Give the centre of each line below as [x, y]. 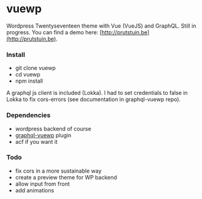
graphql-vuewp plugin [43, 135]
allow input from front [43, 184]
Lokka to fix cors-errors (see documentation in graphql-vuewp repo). [94, 99]
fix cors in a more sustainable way [58, 171]
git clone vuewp [36, 68]
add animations [35, 190]
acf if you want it [36, 141]
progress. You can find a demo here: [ [54, 32]
